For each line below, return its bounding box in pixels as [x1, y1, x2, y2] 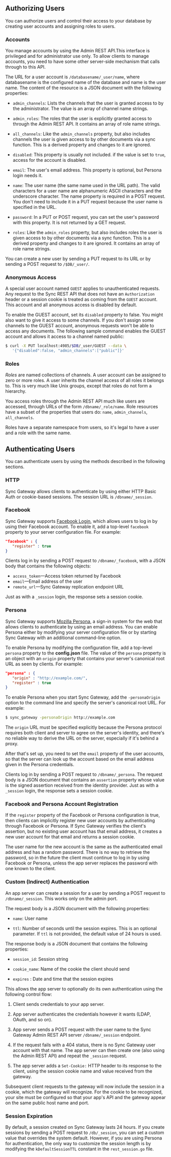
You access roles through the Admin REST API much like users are [5, 398, 145, 404]
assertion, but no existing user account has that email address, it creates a [5, 828, 162, 834]
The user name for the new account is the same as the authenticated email [5, 844, 163, 850]
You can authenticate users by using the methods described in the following [5, 458, 165, 465]
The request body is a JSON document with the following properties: [5, 905, 150, 911]
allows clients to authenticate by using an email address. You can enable [5, 623, 158, 629]
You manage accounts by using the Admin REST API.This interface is [5, 48, 150, 54]
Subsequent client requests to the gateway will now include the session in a [5, 1083, 164, 1089]
